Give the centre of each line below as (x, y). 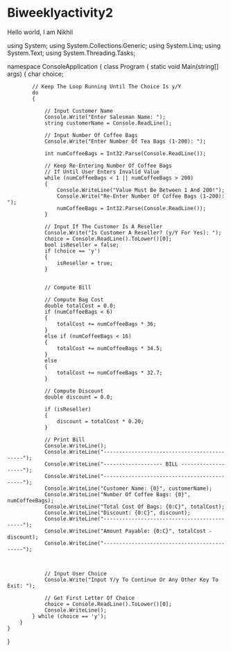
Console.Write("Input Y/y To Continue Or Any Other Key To (131, 580)
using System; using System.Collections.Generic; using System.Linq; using (114, 45)
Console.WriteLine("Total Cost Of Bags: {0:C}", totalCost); (135, 507)
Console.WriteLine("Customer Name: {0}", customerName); (128, 488)
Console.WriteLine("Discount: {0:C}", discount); (117, 513)
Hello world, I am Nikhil (40, 32)
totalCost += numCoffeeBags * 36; (106, 324)
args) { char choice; (35, 74)
